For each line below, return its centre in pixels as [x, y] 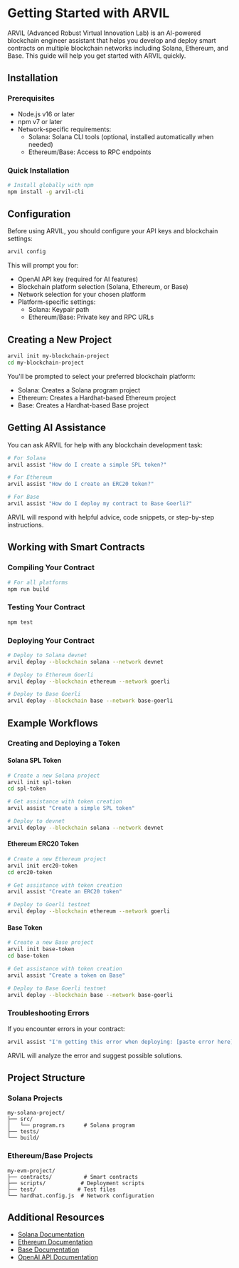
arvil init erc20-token [43, 866]
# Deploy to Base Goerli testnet [57, 988]
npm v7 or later [40, 121]
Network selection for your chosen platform [81, 295]
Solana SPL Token [34, 761]
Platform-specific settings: [57, 302]
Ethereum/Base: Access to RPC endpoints [90, 152]
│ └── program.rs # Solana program [71, 1125]
